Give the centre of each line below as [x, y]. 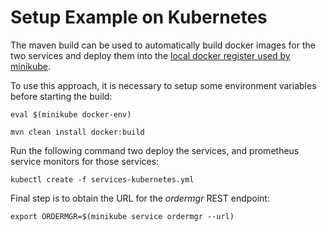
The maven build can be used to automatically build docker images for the [163, 45]
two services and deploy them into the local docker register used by [150, 55]
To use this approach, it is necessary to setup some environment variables [163, 85]
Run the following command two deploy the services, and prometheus [155, 150]
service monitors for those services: [85, 161]
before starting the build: [61, 96]
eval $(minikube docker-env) [71, 114]
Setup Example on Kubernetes [139, 17]
